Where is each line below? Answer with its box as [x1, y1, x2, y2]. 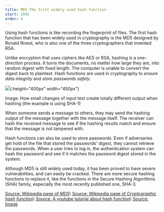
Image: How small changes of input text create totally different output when [5, 95, 158, 101]
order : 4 [5, 16, 23, 21]
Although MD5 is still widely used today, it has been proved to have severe [5, 165, 156, 172]
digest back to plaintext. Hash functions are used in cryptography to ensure [5, 71, 158, 77]
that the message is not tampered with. [5, 126, 84, 132]
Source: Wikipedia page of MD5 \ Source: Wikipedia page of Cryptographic [5, 191, 157, 197]
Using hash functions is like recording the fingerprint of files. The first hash [5, 30, 157, 36]
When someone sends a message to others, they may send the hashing [5, 110, 150, 116]
